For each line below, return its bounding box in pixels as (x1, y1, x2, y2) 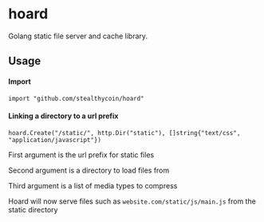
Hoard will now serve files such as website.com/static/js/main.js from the (8, 196, 257, 206)
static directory (8, 204, 58, 214)
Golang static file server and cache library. (8, 31, 148, 41)
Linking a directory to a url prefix (8, 111, 119, 121)
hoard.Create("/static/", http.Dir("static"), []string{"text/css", (8, 129, 241, 137)
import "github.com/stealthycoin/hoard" (8, 94, 145, 102)
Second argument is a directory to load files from (8, 165, 170, 175)
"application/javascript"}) (8, 136, 102, 144)
